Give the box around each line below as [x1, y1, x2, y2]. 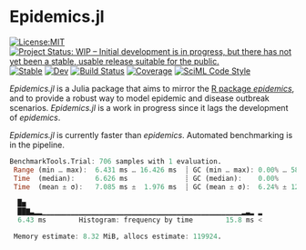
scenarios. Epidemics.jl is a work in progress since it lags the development [9, 102, 289, 113]
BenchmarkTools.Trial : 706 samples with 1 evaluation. [9, 156, 222, 165]
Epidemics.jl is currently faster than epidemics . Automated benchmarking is [9, 129, 293, 140]
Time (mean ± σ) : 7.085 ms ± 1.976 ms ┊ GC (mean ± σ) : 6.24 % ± [13, 182, 287, 192]
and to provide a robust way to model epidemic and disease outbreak [9, 93, 270, 104]
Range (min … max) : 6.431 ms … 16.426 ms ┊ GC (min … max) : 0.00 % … [13, 165, 287, 175]
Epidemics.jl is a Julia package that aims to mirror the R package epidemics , [9, 83, 295, 94]
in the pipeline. [9, 139, 66, 150]
